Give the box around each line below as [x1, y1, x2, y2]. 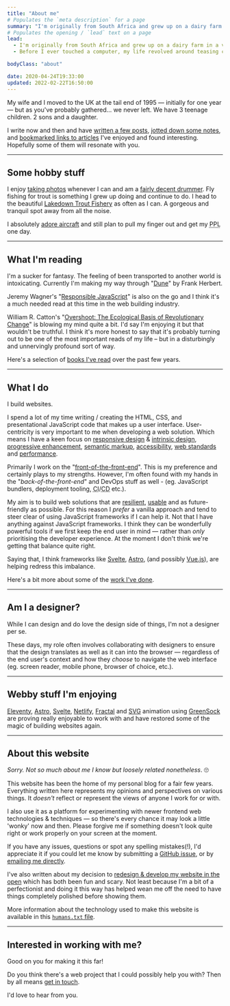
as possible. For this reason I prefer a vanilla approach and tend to [30, 505, 217, 513]
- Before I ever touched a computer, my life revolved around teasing [13, 49, 219, 56]
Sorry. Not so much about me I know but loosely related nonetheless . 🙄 [7, 765, 209, 774]
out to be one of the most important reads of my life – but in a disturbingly [7, 335, 216, 343]
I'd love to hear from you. [7, 991, 79, 999]
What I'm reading [7, 254, 83, 265]
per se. [7, 627, 27, 635]
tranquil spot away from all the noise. [7, 207, 112, 215]
